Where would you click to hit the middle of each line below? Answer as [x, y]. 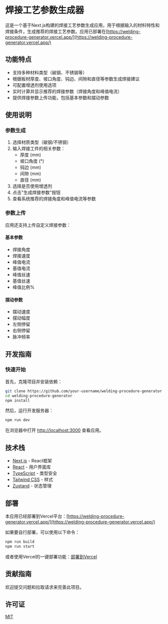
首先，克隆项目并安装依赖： [34, 382]
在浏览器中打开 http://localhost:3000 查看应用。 [54, 430]
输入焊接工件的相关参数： [39, 149]
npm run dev [17, 420]
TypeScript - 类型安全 [35, 473]
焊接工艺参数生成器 [45, 10]
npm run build [20, 542]
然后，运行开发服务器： [29, 411]
